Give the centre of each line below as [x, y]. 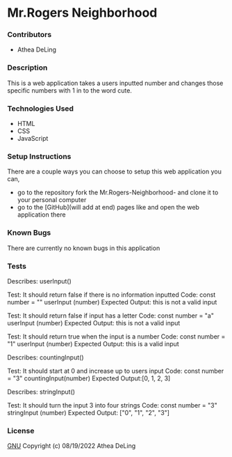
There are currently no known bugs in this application [84, 248]
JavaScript [33, 139]
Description [27, 68]
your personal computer [52, 200]
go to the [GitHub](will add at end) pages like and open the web [108, 208]
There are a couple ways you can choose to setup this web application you [115, 171]
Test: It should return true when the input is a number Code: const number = [116, 336]
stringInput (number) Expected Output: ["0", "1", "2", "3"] [89, 412]
